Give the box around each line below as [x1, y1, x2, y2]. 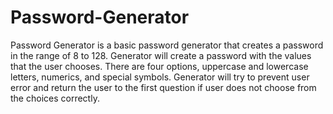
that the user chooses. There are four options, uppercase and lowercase [10, 60, 309, 72]
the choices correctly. [10, 92, 100, 104]
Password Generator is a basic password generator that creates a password [10, 39, 324, 51]
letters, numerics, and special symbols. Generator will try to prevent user [10, 71, 310, 83]
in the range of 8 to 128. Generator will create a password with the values [10, 49, 312, 61]
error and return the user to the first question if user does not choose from [10, 81, 317, 93]
